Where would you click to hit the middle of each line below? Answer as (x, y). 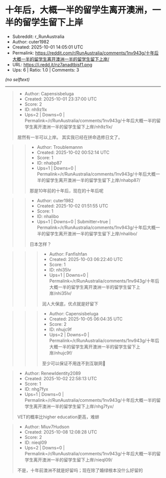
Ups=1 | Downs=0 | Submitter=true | (74, 221)
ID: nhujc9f (61, 329)
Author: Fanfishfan (68, 254)
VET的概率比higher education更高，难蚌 (58, 417)
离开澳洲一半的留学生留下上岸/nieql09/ (73, 460)
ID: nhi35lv (60, 269)
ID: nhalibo (48, 216)
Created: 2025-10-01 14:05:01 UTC (48, 47)
